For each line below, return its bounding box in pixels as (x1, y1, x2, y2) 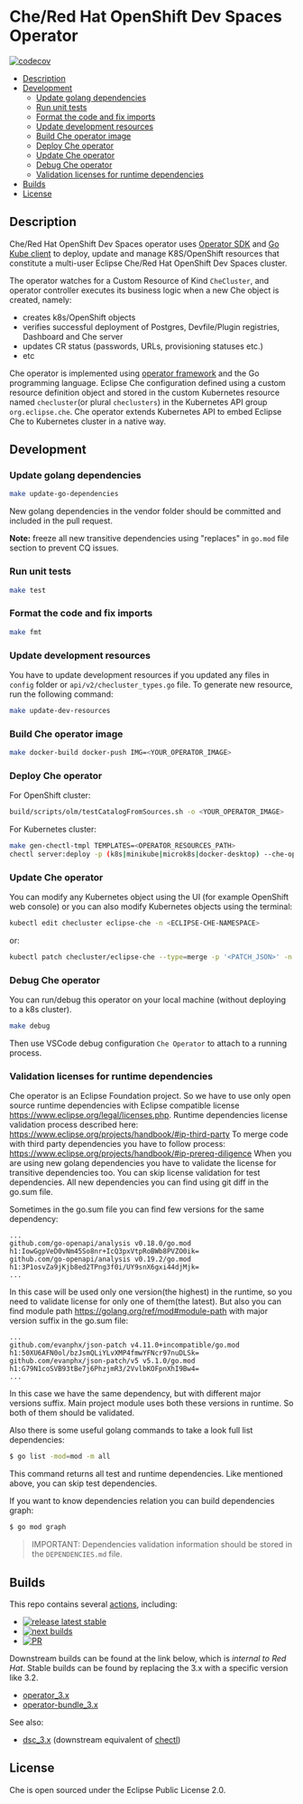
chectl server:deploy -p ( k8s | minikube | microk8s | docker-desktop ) (9, 850, 260, 860)
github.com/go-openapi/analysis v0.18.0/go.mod (9, 1239, 192, 1248)
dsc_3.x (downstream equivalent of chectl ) (22, 1734, 181, 1745)
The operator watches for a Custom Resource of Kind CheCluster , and (9, 275, 270, 286)
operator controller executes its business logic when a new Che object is (9, 285, 280, 296)
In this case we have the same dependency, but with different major (9, 1388, 262, 1399)
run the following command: (9, 689, 115, 700)
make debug (9, 1021, 50, 1031)
